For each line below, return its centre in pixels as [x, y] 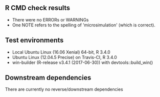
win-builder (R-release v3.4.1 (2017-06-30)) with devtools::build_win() [82, 62]
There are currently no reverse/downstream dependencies [64, 89]
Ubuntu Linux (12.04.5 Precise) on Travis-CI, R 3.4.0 [65, 57]
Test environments [34, 40]
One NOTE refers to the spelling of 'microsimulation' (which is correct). [84, 25]
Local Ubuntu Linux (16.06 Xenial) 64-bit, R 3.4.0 [61, 52]
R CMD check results [38, 8]
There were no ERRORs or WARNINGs [50, 19]
